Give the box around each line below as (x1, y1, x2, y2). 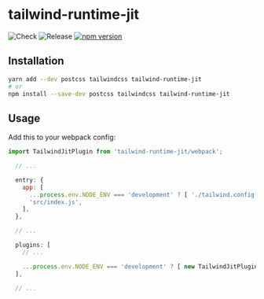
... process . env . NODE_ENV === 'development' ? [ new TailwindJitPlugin (22, 262, 258, 271)
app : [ (22, 183, 44, 191)
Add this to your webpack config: (8, 132, 116, 142)
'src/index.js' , (28, 198, 82, 206)
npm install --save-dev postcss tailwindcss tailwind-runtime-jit (8, 90, 230, 98)
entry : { (15, 175, 44, 184)
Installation (8, 54, 64, 68)
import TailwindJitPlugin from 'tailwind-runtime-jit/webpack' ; (8, 148, 223, 156)
